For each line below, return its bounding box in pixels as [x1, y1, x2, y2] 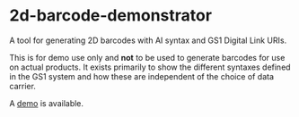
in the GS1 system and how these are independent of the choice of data [9, 71, 275, 81]
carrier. [9, 80, 36, 91]
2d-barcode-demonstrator [9, 5, 213, 26]
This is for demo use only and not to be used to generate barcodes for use [9, 52, 286, 63]
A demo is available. [9, 97, 84, 108]
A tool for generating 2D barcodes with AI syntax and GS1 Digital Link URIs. [9, 35, 287, 46]
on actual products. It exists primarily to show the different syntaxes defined [9, 62, 291, 72]
